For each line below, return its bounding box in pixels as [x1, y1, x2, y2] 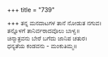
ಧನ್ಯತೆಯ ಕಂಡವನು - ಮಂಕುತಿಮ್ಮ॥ [7, 42, 77, 50]
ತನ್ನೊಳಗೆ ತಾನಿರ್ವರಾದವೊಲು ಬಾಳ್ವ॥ [7, 26, 81, 35]
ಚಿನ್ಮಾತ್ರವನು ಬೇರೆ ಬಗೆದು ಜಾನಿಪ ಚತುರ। [7, 34, 87, 42]
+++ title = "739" [7, 6, 55, 14]
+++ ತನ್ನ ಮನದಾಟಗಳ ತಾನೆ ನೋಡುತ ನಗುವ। [7, 19, 102, 26]
